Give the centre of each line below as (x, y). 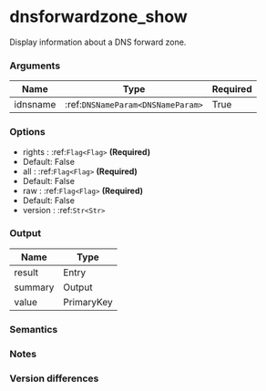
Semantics (34, 329)
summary (34, 287)
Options (27, 132)
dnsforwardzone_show (99, 17)
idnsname (35, 105)
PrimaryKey (88, 302)
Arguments (35, 66)
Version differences (54, 378)
